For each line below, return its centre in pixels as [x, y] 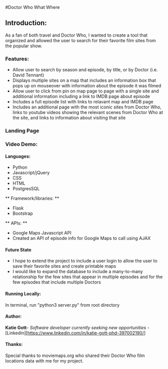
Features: [17, 59]
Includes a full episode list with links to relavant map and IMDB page [83, 102]
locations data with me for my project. [44, 360]
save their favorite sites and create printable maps [64, 266]
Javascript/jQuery [31, 173]
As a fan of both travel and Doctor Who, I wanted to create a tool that [76, 35]
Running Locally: [23, 294]
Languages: [18, 156]
